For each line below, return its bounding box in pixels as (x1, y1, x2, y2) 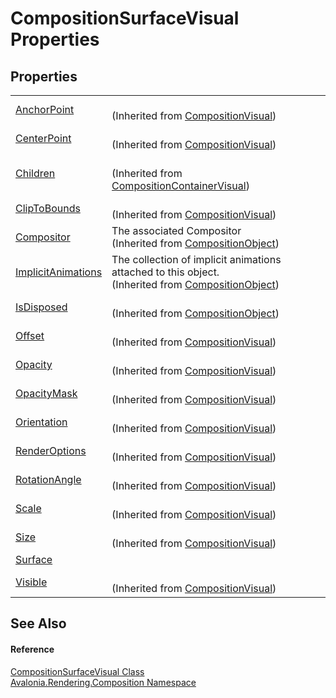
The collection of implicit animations (111, 253, 282, 266)
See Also (10, 615, 67, 632)
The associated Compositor (111, 224, 242, 237)
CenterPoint (15, 132, 72, 145)
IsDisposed (15, 300, 68, 314)
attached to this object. (111, 265, 220, 279)
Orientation (15, 415, 68, 429)
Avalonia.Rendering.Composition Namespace (10, 676, 197, 688)
